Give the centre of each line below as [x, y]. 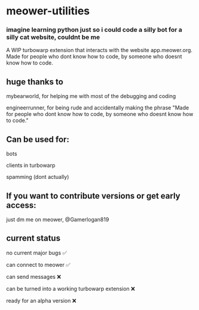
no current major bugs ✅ [37, 253]
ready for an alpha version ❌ [41, 300]
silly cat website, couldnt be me [53, 37]
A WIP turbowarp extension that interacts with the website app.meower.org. [99, 50]
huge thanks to [35, 82]
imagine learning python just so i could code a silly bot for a [94, 30]
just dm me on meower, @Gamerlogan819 [58, 219]
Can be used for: [38, 139]
